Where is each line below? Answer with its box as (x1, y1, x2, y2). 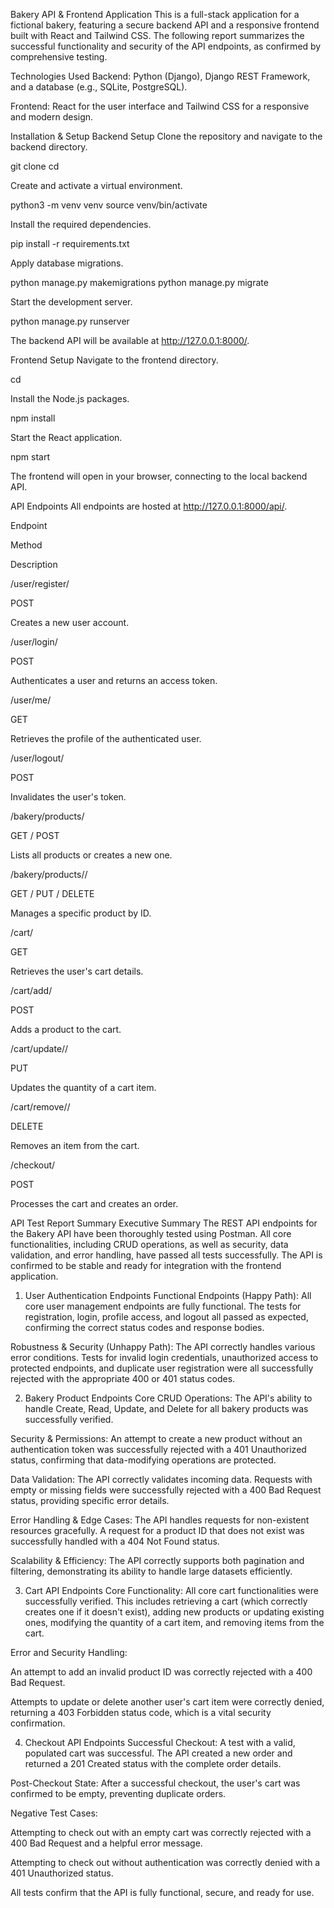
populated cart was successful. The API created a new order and (24, 1747, 293, 1759)
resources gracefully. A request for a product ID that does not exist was (10, 1525, 305, 1536)
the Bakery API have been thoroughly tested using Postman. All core (10, 1228, 292, 1239)
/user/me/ (10, 694, 52, 706)
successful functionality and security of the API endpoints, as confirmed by (10, 40, 322, 52)
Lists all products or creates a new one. (10, 849, 173, 861)
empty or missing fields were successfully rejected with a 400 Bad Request (10, 1484, 322, 1496)
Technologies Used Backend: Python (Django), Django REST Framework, (10, 70, 311, 82)
